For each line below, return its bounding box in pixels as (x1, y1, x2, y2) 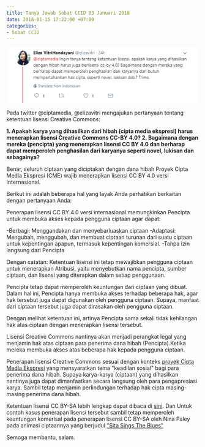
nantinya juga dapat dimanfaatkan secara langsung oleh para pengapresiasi (6, 377, 198, 385)
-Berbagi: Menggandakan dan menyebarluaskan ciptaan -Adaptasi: (6, 227, 176, 234)
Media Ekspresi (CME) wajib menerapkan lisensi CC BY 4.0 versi (6, 171, 170, 179)
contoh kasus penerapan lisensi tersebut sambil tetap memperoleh (6, 408, 174, 416)
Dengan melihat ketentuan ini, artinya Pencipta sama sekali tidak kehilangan (6, 314, 198, 321)
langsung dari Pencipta (6, 246, 65, 254)
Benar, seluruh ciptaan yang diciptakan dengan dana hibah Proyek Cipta (6, 165, 188, 173)
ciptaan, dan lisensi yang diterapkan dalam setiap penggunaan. (6, 271, 166, 279)
